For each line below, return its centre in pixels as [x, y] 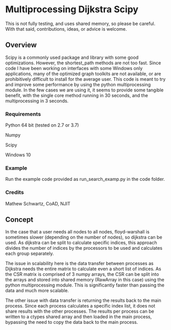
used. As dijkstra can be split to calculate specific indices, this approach [81, 243]
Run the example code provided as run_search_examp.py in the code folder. [85, 179]
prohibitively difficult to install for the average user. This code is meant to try [86, 79]
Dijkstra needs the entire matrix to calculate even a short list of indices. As [83, 269]
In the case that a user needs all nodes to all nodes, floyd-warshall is [77, 232]
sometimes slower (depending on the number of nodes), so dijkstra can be [84, 237]
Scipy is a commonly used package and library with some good [72, 57]
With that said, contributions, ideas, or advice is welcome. [66, 29]
